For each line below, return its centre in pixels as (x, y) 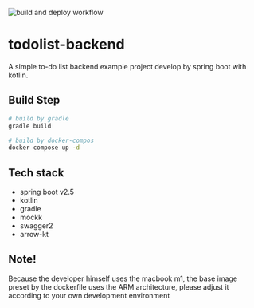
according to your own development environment (89, 295)
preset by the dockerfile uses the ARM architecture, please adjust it (119, 286)
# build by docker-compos (51, 140)
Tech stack (36, 173)
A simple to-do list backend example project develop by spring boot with (127, 66)
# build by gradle (39, 118)
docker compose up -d (44, 148)
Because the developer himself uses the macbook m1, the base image (123, 278)
